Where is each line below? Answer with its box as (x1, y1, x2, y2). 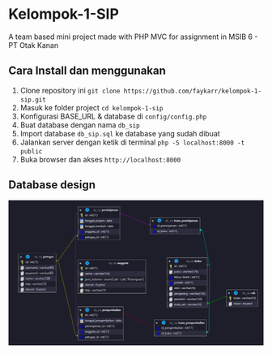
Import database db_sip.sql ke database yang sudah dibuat (19, 128, 220, 138)
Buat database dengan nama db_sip (19, 119, 140, 130)
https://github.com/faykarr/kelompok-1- (123, 87, 261, 95)
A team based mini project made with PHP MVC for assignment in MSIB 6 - (8, 32, 258, 41)
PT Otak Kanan (8, 40, 59, 50)
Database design (8, 178, 96, 192)
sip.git (19, 95, 46, 104)
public (19, 147, 43, 155)
